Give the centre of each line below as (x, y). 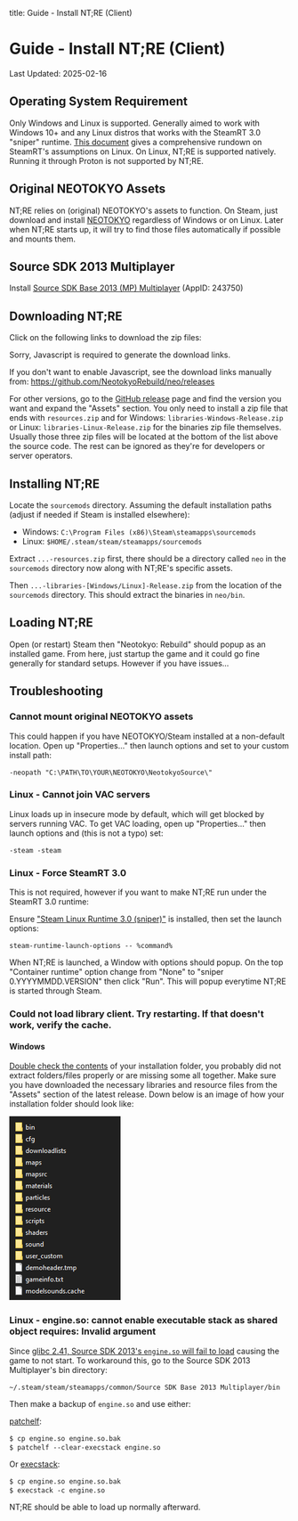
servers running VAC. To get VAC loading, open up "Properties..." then (138, 823)
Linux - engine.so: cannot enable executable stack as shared (144, 1321)
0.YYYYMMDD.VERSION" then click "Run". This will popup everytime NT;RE (148, 981)
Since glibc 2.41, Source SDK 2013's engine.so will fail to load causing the (145, 1351)
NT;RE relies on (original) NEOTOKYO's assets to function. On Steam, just (144, 210)
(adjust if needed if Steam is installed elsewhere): (100, 515)
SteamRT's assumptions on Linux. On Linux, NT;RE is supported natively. (143, 151)
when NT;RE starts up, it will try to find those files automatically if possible (145, 229)
